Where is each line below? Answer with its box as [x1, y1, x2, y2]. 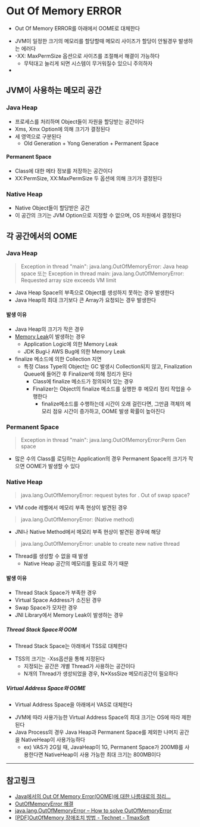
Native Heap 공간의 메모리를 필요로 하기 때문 [23, 559, 129, 567]
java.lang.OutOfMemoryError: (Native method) [20, 515, 135, 523]
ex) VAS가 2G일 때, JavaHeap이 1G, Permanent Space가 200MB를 [23, 743, 183, 751]
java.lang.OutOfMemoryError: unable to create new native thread [20, 540, 180, 547]
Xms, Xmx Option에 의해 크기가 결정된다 [14, 125, 110, 133]
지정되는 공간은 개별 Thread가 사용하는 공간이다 [23, 662, 136, 669]
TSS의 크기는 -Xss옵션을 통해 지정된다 [14, 655, 105, 662]
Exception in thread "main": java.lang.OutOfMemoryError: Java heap [20, 263, 189, 270]
